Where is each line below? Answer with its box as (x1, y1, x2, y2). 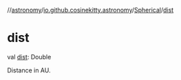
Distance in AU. (7, 66, 51, 74)
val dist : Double (7, 52, 52, 61)
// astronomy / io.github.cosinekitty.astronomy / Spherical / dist (7, 6, 174, 14)
